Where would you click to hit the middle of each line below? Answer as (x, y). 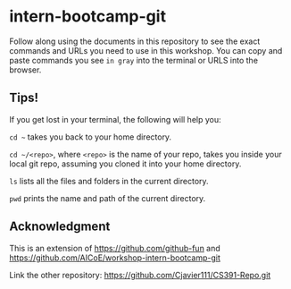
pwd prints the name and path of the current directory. (108, 198)
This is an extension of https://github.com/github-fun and (115, 248)
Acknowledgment (60, 227)
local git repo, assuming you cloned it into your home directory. (125, 164)
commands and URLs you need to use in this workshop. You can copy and (146, 50)
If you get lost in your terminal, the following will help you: (115, 119)
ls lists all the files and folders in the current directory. (109, 181)
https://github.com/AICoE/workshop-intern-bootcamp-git (115, 258)
